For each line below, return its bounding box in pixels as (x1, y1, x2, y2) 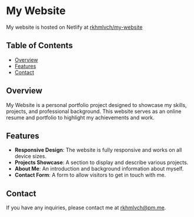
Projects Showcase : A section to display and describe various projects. (14, 159, 189, 166)
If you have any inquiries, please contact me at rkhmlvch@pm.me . (6, 204, 166, 211)
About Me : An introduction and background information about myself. (14, 165, 184, 172)
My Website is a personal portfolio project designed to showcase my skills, (6, 101, 187, 108)
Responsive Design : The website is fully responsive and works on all (14, 146, 182, 153)
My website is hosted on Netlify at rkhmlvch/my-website (6, 24, 143, 31)
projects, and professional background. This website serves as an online (6, 108, 182, 115)
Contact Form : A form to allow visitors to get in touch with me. (14, 172, 166, 179)
